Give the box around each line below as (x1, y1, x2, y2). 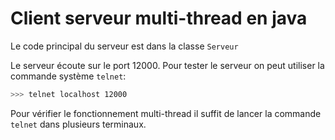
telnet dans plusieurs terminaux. (10, 118, 147, 130)
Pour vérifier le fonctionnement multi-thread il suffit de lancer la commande (10, 107, 322, 119)
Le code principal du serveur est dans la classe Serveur (10, 40, 239, 52)
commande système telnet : (10, 70, 127, 82)
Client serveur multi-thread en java (10, 7, 308, 30)
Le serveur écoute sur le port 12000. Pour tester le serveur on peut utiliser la (10, 59, 325, 71)
